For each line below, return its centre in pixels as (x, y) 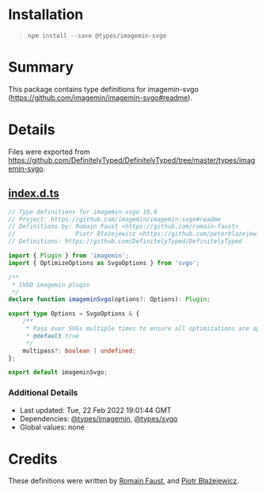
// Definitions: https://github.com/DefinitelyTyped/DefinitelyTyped (125, 241)
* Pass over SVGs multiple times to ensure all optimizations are (137, 329)
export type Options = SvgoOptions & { (74, 314)
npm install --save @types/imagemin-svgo (97, 36)
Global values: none (52, 427)
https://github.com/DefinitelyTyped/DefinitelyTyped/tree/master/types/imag (132, 160)
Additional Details (43, 393)
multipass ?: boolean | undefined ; (79, 351)
